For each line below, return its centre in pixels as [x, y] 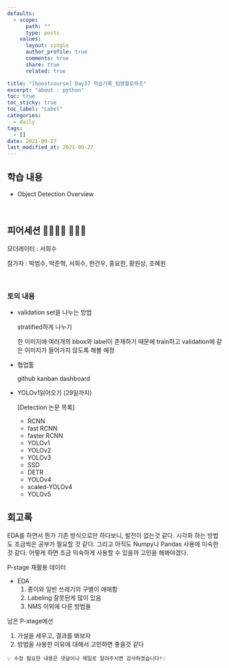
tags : [15, 128]
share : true [42, 65]
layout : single [47, 45]
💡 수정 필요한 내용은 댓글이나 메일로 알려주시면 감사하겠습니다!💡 [87, 658]
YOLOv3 [39, 457]
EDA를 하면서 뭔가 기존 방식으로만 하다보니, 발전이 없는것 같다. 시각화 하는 [107, 535]
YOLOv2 [39, 451]
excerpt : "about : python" [46, 90]
